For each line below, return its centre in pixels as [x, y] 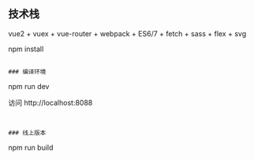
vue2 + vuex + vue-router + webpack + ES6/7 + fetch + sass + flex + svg [127, 33]
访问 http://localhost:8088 [50, 102]
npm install [26, 49]
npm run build [31, 147]
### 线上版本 [27, 132]
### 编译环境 [27, 72]
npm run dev [29, 86]
